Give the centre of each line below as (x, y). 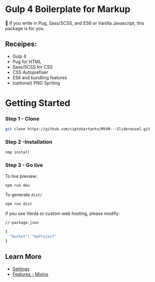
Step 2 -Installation (29, 142)
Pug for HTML (27, 62)
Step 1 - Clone (22, 119)
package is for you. (25, 28)
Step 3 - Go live (24, 165)
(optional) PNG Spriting (36, 83)
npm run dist (19, 204)
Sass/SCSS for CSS (33, 67)
